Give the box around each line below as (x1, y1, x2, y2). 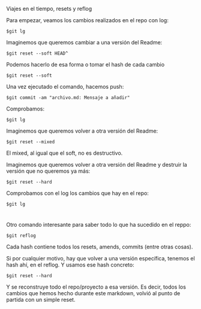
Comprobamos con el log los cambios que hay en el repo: (6, 190, 149, 197)
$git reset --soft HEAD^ (6, 50, 68, 56)
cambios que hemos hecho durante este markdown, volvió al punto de (6, 290, 181, 297)
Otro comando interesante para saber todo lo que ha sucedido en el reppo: (6, 221, 191, 229)
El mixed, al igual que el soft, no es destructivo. (6, 149, 123, 157)
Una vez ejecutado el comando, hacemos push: (6, 83, 124, 90)
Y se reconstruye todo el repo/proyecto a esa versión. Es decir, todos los (6, 283, 186, 290)
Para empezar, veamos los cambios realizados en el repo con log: (6, 17, 169, 23)
